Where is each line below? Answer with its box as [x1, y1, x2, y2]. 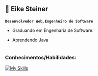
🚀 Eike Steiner [5, 5, 48, 13]
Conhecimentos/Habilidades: [5, 54, 77, 61]
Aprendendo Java [12, 37, 49, 43]
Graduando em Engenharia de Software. [12, 27, 94, 33]
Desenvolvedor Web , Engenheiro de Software [5, 18, 93, 24]
